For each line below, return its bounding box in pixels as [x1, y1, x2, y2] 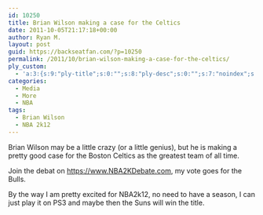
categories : [8, 77, 47, 85]
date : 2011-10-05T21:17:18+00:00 [8, 26, 118, 34]
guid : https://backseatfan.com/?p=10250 [8, 48, 143, 56]
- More [15, 92, 37, 100]
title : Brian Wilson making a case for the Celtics [8, 19, 181, 27]
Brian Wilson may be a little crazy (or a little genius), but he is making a [8, 142, 238, 151]
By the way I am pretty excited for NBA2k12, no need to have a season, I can [8, 189, 255, 199]
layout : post [8, 41, 51, 49]
